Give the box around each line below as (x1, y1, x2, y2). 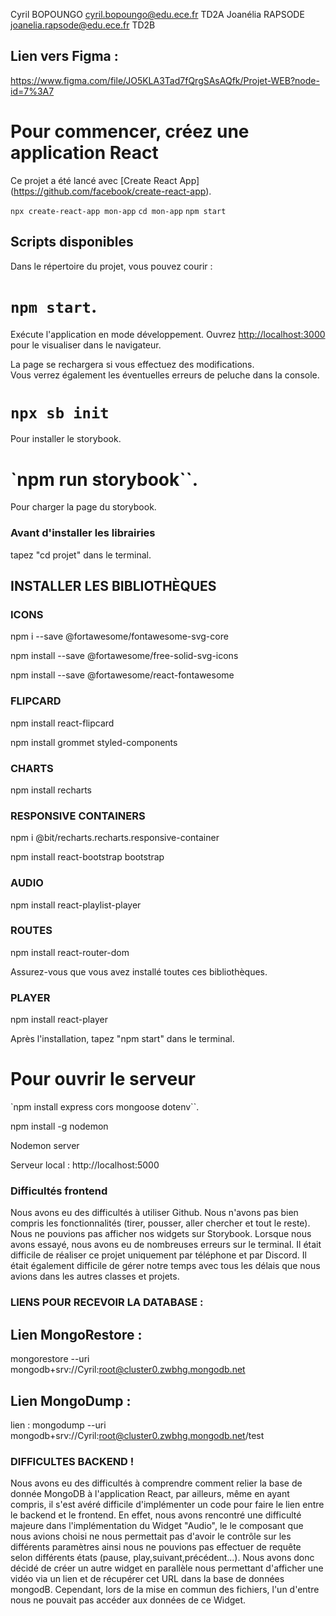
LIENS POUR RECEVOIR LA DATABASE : (10, 1295, 204, 1309)
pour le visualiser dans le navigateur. (10, 339, 162, 351)
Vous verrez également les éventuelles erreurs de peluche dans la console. (10, 369, 320, 381)
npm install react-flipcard (10, 717, 115, 729)
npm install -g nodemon (10, 1120, 109, 1133)
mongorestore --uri (10, 1353, 90, 1365)
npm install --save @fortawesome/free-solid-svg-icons (10, 650, 239, 662)
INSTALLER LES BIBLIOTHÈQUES (10, 578, 217, 595)
